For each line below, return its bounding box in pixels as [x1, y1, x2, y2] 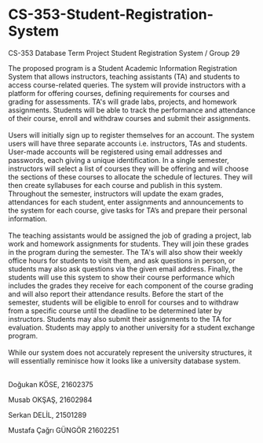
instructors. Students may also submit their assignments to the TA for [8, 314, 232, 323]
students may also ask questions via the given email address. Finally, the [8, 264, 243, 273]
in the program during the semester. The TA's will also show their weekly [8, 247, 243, 257]
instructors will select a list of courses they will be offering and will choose [8, 164, 249, 173]
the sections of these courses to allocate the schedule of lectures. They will [8, 172, 253, 182]
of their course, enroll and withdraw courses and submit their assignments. [8, 113, 251, 123]
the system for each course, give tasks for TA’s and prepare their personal [8, 205, 247, 215]
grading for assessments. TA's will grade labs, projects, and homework [8, 97, 237, 106]
